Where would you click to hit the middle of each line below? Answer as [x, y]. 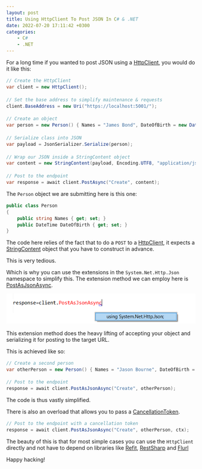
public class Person [32, 206]
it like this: [19, 69]
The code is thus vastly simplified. [49, 400]
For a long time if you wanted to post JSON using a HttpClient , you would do [101, 62]
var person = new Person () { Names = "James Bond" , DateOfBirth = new [96, 125]
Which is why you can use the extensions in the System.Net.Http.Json [93, 272]
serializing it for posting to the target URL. [58, 339]
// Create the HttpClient [38, 81]
